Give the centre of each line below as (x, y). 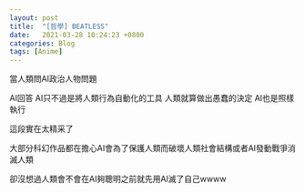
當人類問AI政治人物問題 (53, 79)
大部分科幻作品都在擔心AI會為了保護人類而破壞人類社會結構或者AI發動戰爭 (149, 148)
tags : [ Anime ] (36, 52)
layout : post (34, 18)
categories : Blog (42, 43)
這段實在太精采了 (41, 129)
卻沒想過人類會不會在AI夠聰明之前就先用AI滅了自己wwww (118, 179)
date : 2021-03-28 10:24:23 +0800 (77, 35)
